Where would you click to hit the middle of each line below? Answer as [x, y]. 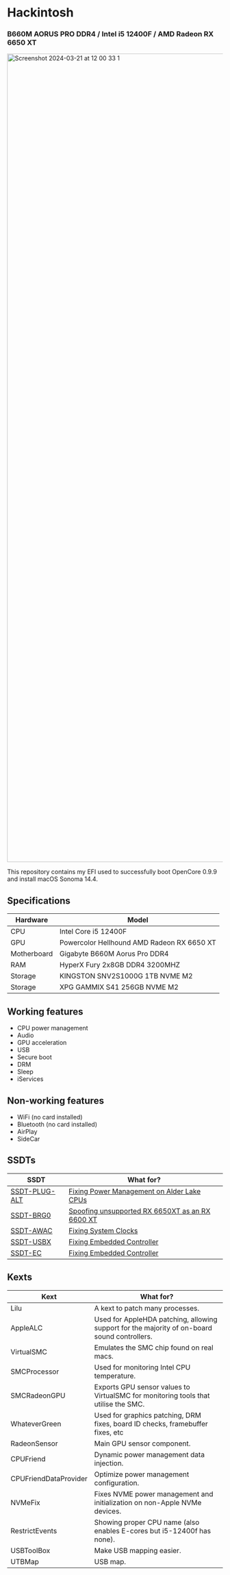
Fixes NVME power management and [154, 1493]
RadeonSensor [34, 1443]
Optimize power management [142, 1474]
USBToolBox [30, 1550]
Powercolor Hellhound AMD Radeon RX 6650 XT [138, 943]
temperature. [115, 1376]
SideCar [28, 1139]
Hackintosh [40, 13]
